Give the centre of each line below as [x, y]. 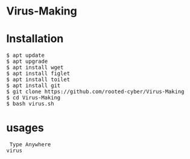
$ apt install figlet [38, 73]
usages [25, 128]
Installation [35, 39]
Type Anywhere [30, 144]
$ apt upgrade [27, 61]
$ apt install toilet [38, 79]
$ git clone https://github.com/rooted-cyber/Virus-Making [96, 92]
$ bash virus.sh [30, 104]
